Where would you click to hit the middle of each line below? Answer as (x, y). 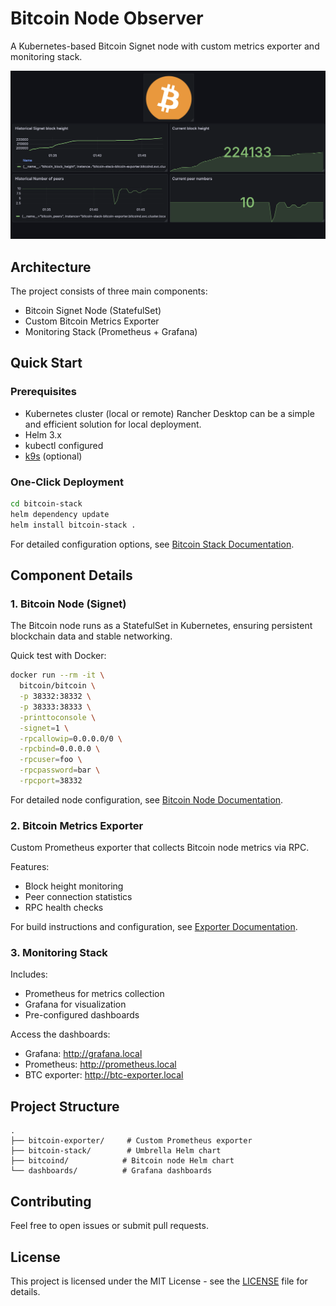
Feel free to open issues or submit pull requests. (109, 1226)
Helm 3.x (43, 434)
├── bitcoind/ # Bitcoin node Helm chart (122, 1161)
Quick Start (46, 363)
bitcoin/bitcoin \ (58, 686)
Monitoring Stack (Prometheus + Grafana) (111, 331)
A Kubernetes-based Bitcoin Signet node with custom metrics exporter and (165, 46)
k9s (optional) (53, 456)
